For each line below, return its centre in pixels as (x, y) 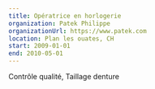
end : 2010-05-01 (36, 53)
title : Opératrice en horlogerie (65, 16)
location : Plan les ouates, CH (61, 38)
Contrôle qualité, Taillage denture (64, 76)
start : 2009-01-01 (39, 46)
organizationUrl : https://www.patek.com (78, 31)
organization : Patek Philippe (60, 23)
